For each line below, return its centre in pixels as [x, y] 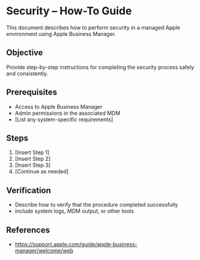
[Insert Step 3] [33, 165]
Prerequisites [32, 92]
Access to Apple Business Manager [59, 106]
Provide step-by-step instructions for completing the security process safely [100, 67]
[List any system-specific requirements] [64, 119]
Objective [25, 53]
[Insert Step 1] [32, 152]
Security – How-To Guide [69, 11]
